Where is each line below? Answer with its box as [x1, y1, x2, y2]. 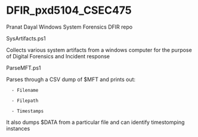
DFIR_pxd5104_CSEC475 [6, 4, 132, 17]
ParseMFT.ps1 [6, 64, 41, 71]
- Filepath [11, 98, 39, 104]
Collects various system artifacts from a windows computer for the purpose [6, 46, 192, 54]
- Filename [11, 87, 39, 93]
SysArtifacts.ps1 [6, 35, 46, 42]
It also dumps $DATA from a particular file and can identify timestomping [6, 119, 185, 126]
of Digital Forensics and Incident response [6, 52, 110, 60]
